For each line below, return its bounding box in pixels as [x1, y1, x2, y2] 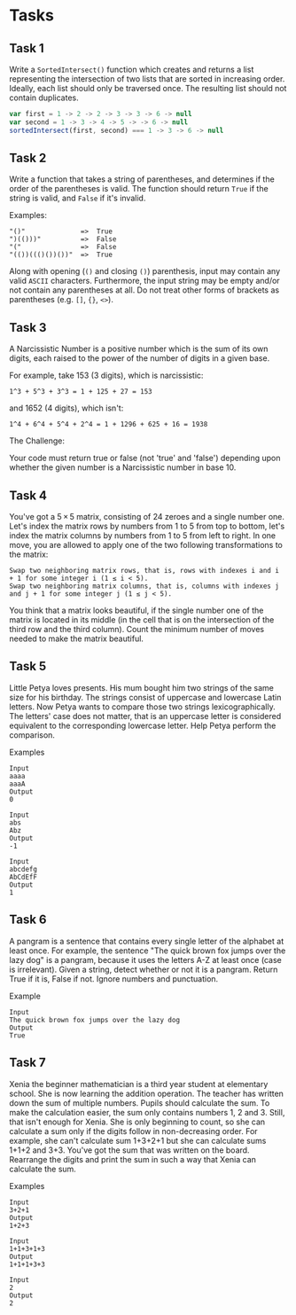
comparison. [9, 729, 56, 740]
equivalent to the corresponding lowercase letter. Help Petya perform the [9, 720, 277, 731]
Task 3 [9, 320, 47, 335]
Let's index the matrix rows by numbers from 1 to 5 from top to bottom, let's [9, 521, 285, 532]
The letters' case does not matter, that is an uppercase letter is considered [9, 710, 282, 721]
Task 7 [9, 1055, 46, 1070]
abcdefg [9, 865, 38, 873]
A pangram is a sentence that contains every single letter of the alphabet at [9, 935, 284, 946]
